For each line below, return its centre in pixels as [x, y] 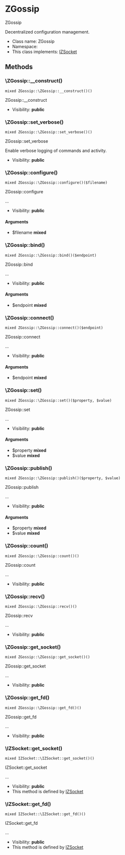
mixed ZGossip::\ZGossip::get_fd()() [43, 708]
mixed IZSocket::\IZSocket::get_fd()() [45, 814]
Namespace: [25, 46]
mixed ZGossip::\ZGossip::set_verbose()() [49, 132]
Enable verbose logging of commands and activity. [56, 150]
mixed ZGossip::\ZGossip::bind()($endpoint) [51, 255]
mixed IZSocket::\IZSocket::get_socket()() [50, 758]
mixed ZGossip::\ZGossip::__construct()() [49, 91]
